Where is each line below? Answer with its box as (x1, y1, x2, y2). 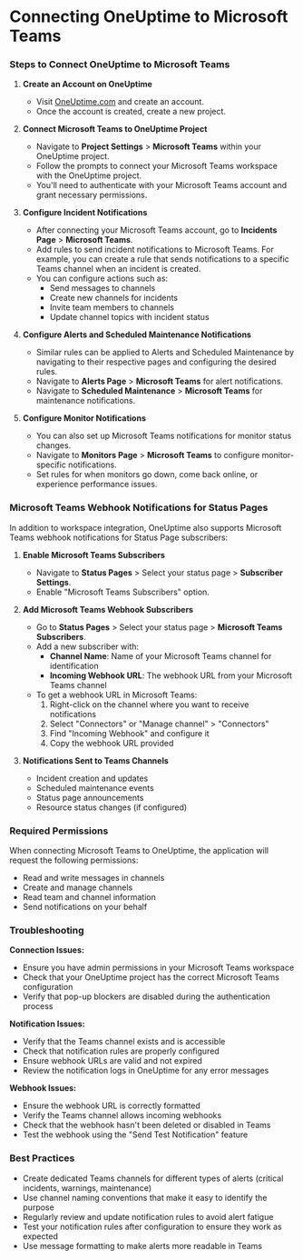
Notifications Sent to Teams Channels (22, 755, 170, 765)
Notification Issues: (9, 1018, 85, 1029)
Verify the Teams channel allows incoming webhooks (22, 1110, 222, 1121)
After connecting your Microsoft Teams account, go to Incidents (35, 225, 278, 235)
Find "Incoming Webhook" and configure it (49, 727, 210, 738)
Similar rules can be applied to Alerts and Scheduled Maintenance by (35, 347, 295, 358)
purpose (22, 1202, 54, 1213)
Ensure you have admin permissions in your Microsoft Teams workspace (22, 962, 295, 974)
